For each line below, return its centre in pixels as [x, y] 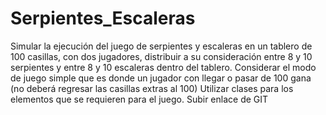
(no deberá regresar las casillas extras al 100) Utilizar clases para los [152, 88]
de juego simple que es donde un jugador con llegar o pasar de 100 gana [161, 78]
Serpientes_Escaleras [103, 18]
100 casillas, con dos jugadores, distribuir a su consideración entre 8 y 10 [161, 56]
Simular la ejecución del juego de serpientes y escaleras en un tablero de [161, 46]
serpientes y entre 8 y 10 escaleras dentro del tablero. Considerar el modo [163, 67]
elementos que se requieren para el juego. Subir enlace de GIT [139, 99]
